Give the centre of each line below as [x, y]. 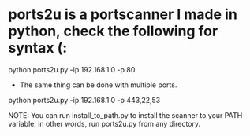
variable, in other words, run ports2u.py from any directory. [104, 123]
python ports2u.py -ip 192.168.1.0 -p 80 [72, 69]
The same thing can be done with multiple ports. [98, 85]
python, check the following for [113, 31]
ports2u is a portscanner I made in [123, 15]
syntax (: [38, 48]
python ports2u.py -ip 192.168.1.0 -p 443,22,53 [84, 100]
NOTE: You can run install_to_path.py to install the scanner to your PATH [125, 115]
